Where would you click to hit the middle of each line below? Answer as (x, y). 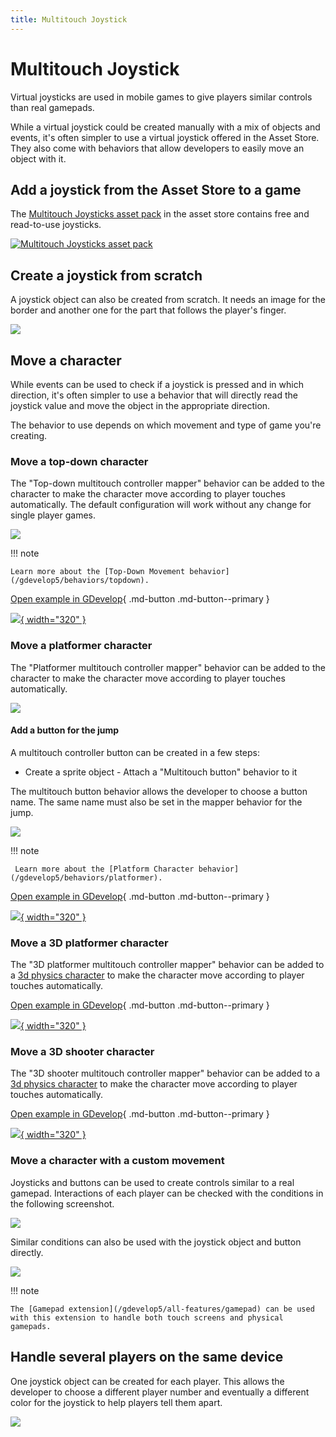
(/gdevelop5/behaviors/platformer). (86, 877)
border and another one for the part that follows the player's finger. (148, 310)
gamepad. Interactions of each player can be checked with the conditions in (167, 1193)
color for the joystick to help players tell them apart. (116, 1402)
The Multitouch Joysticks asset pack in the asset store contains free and (160, 214)
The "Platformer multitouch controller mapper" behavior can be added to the (168, 667)
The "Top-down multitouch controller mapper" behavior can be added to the (167, 483)
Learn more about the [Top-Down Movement (98, 572)
